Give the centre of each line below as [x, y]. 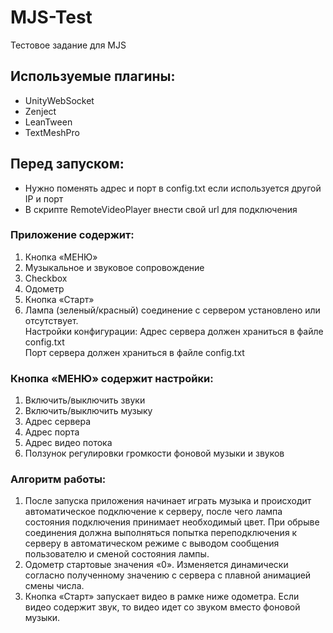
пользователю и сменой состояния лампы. [117, 554]
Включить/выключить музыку [88, 411]
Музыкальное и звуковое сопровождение [114, 267]
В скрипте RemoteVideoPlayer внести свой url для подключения [161, 209]
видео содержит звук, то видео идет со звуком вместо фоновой [162, 607]
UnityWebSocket [59, 100]
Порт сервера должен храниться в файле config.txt [134, 352]
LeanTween [48, 122]
